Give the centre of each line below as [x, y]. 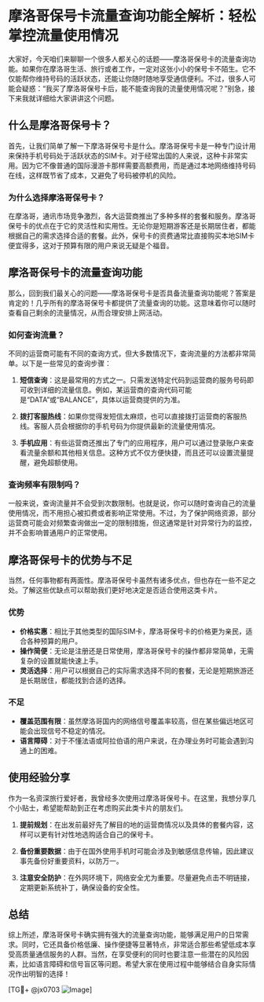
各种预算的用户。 [54, 641]
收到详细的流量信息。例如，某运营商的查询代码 [102, 390]
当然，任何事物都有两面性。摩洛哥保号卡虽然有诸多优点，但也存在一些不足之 [132, 580]
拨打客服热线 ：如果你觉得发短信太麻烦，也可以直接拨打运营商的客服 [130, 416]
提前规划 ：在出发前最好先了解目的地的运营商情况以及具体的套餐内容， [133, 825]
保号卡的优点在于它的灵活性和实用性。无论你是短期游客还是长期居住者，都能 [132, 226]
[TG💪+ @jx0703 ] [50, 989]
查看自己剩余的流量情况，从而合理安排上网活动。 [87, 313]
